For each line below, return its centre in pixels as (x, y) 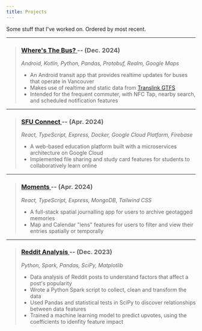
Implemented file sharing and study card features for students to (110, 159)
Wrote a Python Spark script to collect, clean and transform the (108, 289)
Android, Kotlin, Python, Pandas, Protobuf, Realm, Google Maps (100, 63)
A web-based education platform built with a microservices (103, 147)
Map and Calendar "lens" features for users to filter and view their (112, 224)
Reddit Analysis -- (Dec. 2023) (66, 252)
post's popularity (51, 283)
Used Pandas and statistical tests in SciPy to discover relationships (113, 302)
